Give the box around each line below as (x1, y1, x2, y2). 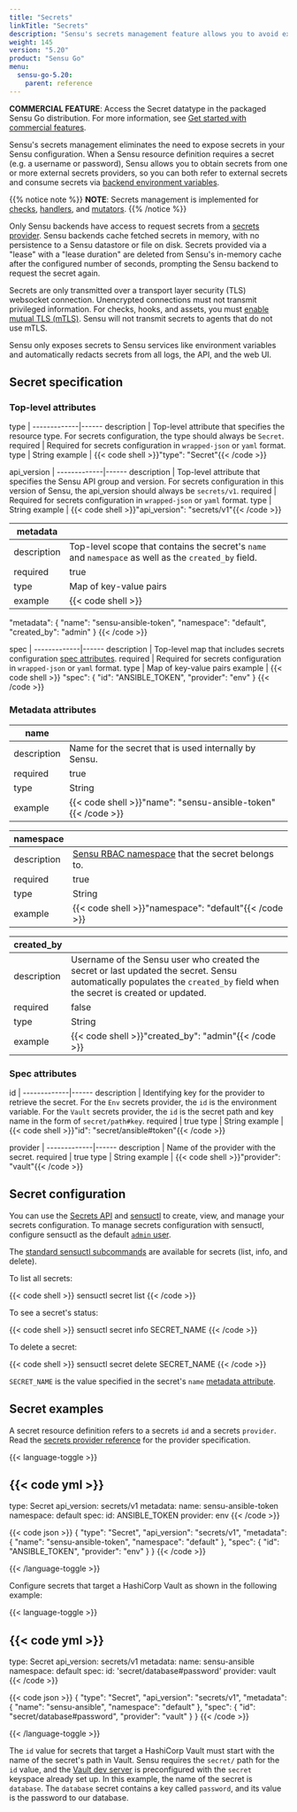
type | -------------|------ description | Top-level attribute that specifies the (9, 422, 286, 432)
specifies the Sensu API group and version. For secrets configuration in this (9, 476, 285, 487)
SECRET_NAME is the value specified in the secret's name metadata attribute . (9, 1375, 276, 1387)
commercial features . (9, 121, 87, 133)
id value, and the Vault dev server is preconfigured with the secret (9, 1764, 252, 1775)
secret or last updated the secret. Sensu (70, 964, 237, 976)
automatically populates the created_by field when (70, 976, 279, 988)
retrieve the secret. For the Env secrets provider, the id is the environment (9, 1096, 278, 1108)
